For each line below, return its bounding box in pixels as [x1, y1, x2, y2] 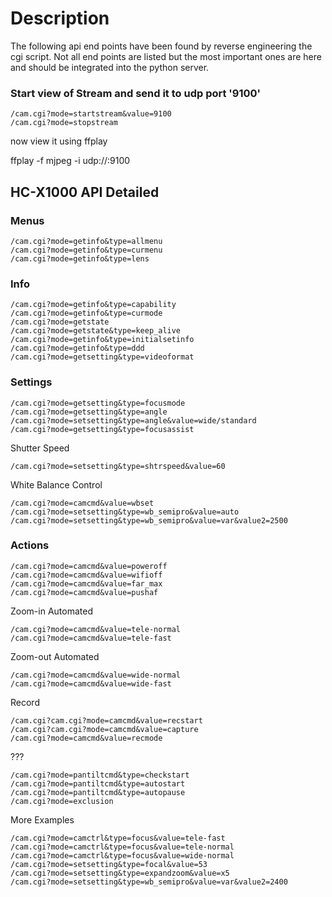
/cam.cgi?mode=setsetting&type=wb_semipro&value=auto [10, 507, 240, 517]
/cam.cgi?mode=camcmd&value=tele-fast [10, 633, 172, 643]
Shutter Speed [10, 442, 70, 454]
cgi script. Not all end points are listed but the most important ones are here [10, 50, 322, 62]
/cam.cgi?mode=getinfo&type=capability [10, 300, 177, 310]
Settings [10, 375, 53, 389]
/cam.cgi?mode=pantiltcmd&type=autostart [10, 778, 186, 789]
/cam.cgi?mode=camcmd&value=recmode [10, 733, 163, 743]
